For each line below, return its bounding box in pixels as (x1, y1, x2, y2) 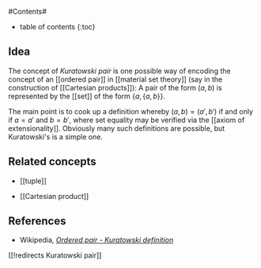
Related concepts (8, 155, 96, 169)
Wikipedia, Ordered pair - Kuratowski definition (19, 235, 174, 245)
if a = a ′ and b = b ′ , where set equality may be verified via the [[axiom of (8, 115, 245, 124)
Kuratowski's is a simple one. (8, 132, 103, 141)
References (8, 214, 66, 228)
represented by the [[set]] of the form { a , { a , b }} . (8, 91, 166, 101)
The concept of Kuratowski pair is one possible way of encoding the (8, 66, 231, 75)
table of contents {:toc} (19, 22, 96, 31)
